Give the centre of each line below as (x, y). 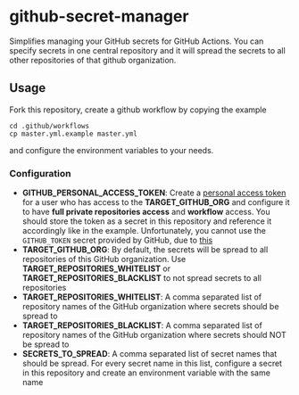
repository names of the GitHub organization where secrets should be (150, 307)
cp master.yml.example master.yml (74, 134)
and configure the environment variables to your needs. (112, 150)
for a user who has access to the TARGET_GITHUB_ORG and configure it (156, 202)
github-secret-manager (99, 16)
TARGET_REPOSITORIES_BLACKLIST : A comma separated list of (142, 325)
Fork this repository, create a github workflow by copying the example (138, 110)
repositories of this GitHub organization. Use (104, 259)
